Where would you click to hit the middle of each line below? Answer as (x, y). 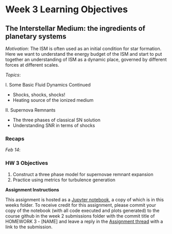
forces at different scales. (32, 65)
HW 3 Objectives (27, 163)
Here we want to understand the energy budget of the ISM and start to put (84, 54)
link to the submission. (29, 227)
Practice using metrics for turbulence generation (64, 180)
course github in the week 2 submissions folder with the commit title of (80, 216)
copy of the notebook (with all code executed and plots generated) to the (82, 210)
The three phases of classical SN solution (57, 120)
